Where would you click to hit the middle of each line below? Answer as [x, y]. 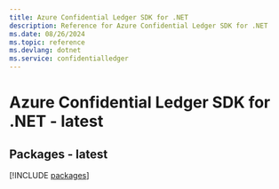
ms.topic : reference [48, 42]
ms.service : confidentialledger [69, 59]
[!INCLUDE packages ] [49, 175]
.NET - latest [56, 122]
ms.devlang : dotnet [45, 51]
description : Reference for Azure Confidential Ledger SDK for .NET [139, 26]
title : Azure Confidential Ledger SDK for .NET [99, 17]
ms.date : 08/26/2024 [48, 34]
